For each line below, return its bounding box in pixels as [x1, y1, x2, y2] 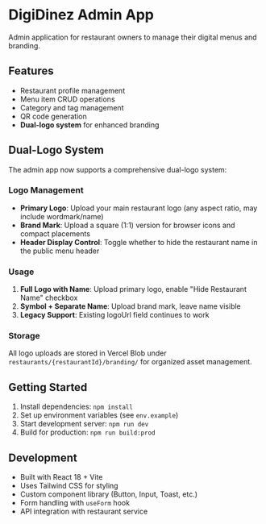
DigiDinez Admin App [8, 6, 155, 24]
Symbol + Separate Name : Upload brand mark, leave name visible [19, 302, 242, 311]
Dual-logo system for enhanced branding [19, 119, 160, 130]
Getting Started [8, 381, 88, 394]
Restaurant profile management [19, 85, 126, 95]
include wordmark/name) [19, 211, 104, 221]
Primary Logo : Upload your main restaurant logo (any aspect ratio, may [19, 203, 258, 213]
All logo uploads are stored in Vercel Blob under [8, 348, 167, 358]
